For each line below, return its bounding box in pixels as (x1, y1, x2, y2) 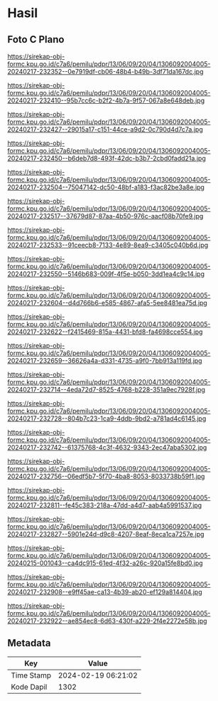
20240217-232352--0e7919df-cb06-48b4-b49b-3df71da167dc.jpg (7, 68, 204, 75)
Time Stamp (11, 670, 52, 680)
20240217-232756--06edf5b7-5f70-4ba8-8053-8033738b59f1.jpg (7, 472, 205, 480)
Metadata (7, 637, 51, 649)
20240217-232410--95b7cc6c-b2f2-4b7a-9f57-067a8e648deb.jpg (7, 96, 205, 105)
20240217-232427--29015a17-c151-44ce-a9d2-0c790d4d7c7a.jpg (7, 125, 204, 133)
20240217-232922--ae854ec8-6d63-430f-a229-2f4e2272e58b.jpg (7, 617, 207, 625)
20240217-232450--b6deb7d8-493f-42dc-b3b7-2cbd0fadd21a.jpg (7, 154, 206, 162)
